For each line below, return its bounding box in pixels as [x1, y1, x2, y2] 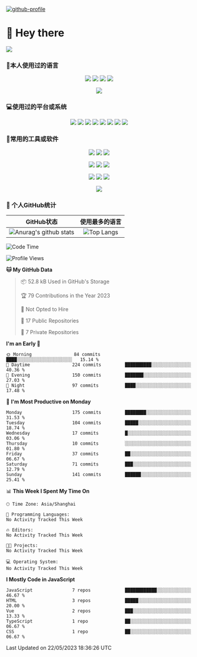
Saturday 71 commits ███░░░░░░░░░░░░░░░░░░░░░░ [6, 461, 192, 467]
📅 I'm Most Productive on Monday [6, 398, 91, 405]
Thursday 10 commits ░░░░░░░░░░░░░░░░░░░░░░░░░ [6, 441, 192, 446]
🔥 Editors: [6, 527, 34, 533]
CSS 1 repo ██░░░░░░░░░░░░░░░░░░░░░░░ [6, 629, 192, 635]
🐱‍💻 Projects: [6, 543, 38, 549]
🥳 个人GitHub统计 [6, 201, 57, 209]
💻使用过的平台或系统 [6, 103, 67, 111]
